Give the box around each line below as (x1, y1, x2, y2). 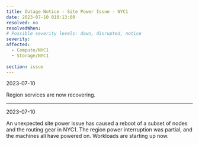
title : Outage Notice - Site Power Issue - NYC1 (6, 8, 129, 15)
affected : (6, 42, 31, 48)
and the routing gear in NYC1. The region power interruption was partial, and (6, 126, 192, 133)
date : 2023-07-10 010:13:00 (6, 14, 76, 20)
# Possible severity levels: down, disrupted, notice (6, 31, 142, 37)
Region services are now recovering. (6, 91, 96, 98)
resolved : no (6, 20, 38, 25)
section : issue (6, 63, 44, 70)
